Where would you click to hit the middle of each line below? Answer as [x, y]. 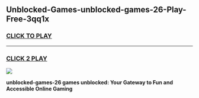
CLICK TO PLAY [29, 36]
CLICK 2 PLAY [27, 58]
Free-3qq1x [28, 19]
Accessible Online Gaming [39, 88]
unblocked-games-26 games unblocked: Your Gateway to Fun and [90, 82]
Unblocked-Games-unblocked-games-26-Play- [96, 10]
